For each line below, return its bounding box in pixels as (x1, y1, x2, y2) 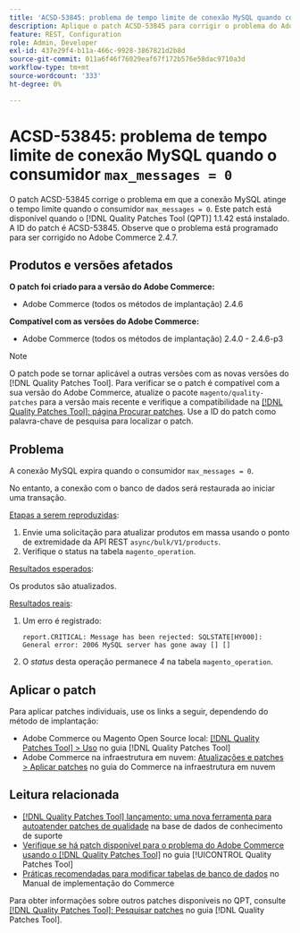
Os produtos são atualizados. (9, 581, 117, 592)
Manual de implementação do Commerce (21, 877, 175, 888)
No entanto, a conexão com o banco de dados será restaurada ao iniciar (9, 483, 275, 493)
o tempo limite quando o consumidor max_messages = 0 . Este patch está (9, 203, 272, 214)
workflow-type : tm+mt (9, 64, 90, 73)
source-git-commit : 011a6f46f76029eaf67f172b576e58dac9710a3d (9, 55, 246, 64)
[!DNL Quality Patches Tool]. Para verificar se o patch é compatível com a (9, 378, 280, 389)
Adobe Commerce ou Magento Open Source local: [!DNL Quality (21, 733, 261, 743)
